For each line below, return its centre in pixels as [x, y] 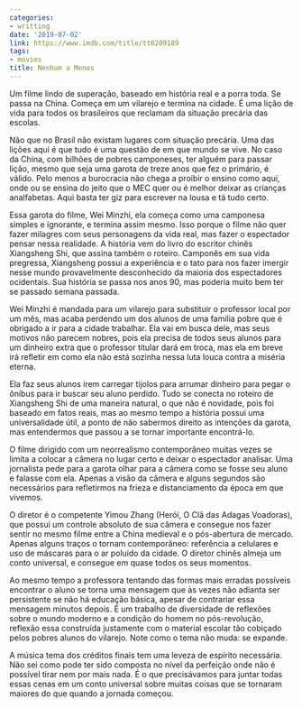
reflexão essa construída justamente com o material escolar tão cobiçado [146, 628]
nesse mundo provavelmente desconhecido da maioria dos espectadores [146, 272]
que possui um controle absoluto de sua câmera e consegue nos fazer [141, 524]
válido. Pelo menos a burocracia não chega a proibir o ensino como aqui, [145, 178]
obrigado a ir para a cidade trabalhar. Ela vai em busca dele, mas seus [140, 328]
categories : [32, 18]
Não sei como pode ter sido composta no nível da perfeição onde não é [142, 665]
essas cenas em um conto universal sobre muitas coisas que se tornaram [146, 684]
